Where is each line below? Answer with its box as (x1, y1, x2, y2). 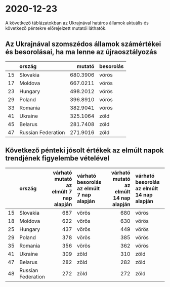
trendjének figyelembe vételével (5, 154, 110, 162)
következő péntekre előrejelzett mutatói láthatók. (5, 25, 107, 31)
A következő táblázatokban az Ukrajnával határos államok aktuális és (5, 20, 149, 26)
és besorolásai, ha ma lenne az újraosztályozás (5, 48, 157, 56)
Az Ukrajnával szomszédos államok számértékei (5, 40, 161, 49)
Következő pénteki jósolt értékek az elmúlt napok (5, 146, 164, 155)
